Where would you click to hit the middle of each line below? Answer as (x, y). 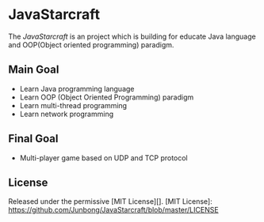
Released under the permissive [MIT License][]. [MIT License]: (110, 201)
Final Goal (33, 139)
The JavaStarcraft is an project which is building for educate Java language (132, 36)
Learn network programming (66, 114)
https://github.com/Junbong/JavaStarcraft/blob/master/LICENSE (114, 210)
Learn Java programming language (77, 88)
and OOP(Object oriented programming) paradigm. (91, 44)
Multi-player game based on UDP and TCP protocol (103, 158)
